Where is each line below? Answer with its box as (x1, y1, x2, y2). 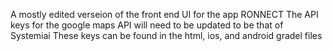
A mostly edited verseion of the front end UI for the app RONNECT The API (10, 9, 319, 20)
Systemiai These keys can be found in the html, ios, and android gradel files (10, 30, 323, 41)
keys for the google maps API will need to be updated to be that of (10, 19, 284, 31)
